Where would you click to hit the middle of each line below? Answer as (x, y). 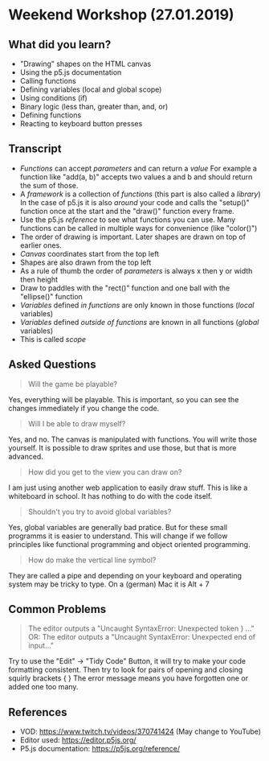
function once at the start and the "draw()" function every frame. (127, 211)
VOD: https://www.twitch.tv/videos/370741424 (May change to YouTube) (141, 732)
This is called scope (53, 339)
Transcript (35, 149)
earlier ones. (41, 245)
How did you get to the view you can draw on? (105, 471)
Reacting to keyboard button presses (81, 123)
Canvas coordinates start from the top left (89, 253)
